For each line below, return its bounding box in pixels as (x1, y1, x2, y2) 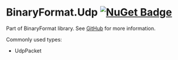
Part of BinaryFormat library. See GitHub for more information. (6, 25, 156, 32)
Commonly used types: (6, 36, 63, 43)
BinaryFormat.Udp (6, 6, 98, 19)
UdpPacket (14, 47, 42, 54)
